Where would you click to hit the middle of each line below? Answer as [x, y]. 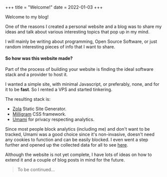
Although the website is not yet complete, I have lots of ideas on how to [79, 155]
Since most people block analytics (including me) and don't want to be [78, 129]
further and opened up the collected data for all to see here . [67, 145]
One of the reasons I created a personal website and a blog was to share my [83, 26]
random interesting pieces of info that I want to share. [60, 47]
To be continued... [36, 170]
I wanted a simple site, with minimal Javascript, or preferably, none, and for [82, 84]
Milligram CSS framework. [39, 114]
